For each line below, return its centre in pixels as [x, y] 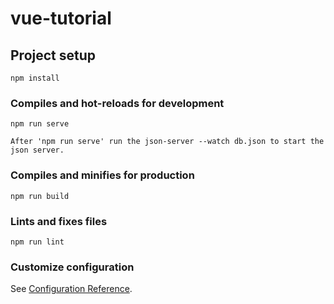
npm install [35, 78]
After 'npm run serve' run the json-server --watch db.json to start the [167, 142]
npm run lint [37, 242]
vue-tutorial [61, 18]
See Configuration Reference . [71, 289]
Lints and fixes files [59, 221]
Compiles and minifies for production [102, 175]
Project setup [53, 55]
